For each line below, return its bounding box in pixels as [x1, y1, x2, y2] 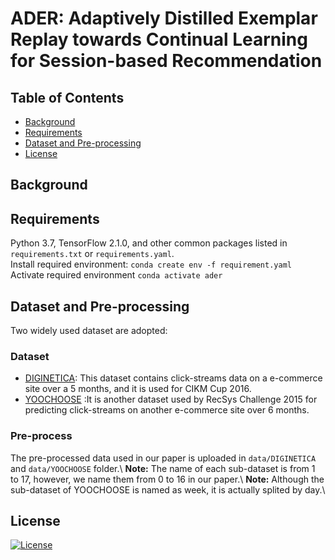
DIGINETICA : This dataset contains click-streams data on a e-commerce [24, 372, 323, 384]
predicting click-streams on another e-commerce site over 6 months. [24, 404, 310, 416]
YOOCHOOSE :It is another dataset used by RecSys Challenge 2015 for [24, 393, 318, 406]
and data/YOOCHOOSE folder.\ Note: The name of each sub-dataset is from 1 [10, 462, 316, 474]
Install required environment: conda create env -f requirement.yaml [10, 258, 292, 271]
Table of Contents [10, 89, 125, 106]
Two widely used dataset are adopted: [10, 325, 168, 337]
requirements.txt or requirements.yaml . [10, 248, 175, 260]
